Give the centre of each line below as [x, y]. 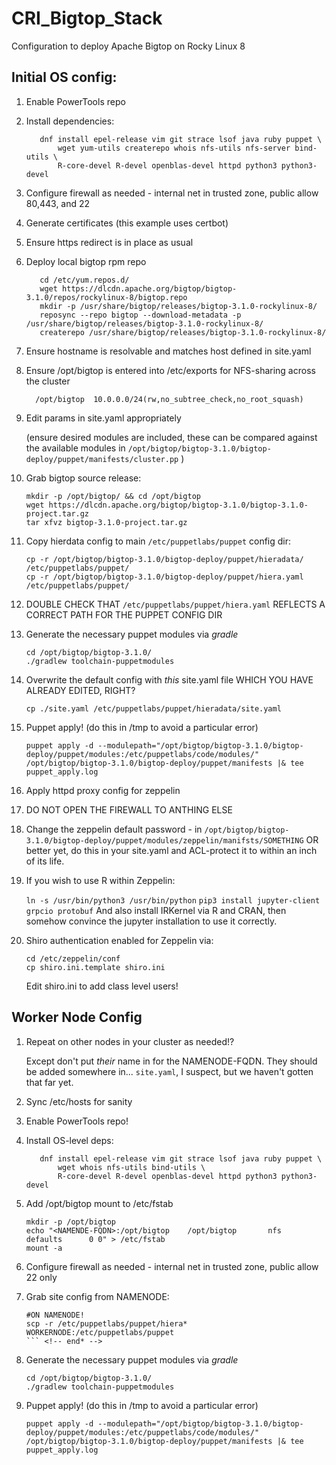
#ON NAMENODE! [55, 1315]
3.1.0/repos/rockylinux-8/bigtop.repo [106, 297]
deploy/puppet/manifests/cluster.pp [102, 459]
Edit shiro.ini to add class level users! [102, 986]
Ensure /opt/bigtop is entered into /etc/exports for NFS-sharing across [170, 370]
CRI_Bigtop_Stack [87, 18]
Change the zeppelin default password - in [114, 829]
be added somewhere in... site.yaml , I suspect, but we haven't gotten [169, 1071]
